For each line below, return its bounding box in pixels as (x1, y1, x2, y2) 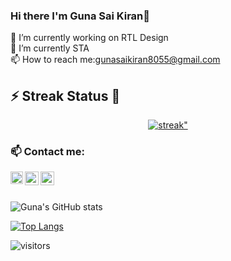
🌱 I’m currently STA (10, 42, 90, 54)
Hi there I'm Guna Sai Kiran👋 (10, 9, 151, 23)
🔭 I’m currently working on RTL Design (10, 32, 169, 44)
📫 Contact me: (10, 145, 86, 159)
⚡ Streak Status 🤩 (10, 87, 121, 104)
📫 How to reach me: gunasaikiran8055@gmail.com (10, 54, 221, 66)
